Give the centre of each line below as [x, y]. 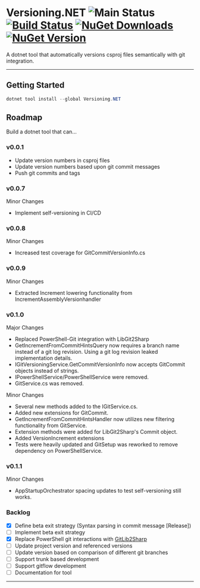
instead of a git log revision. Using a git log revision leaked [86, 351]
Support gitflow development [50, 565]
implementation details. [43, 358]
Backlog [18, 512]
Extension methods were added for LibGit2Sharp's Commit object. [96, 431]
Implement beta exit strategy [50, 532]
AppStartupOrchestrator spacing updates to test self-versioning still [98, 491]
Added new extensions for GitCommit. [62, 413]
